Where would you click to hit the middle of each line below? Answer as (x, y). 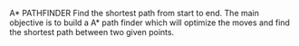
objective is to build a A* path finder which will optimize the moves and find (149, 23)
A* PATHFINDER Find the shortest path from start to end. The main (135, 13)
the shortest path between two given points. (92, 32)
